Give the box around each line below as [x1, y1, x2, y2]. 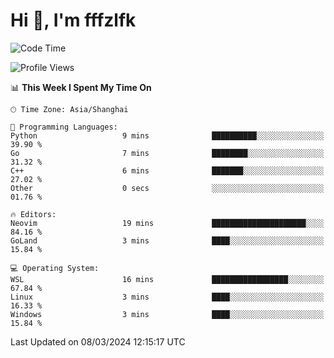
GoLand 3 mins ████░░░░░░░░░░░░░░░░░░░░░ [10, 235, 325, 246]
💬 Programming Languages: [10, 122, 118, 132]
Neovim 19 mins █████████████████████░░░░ [10, 218, 325, 228]
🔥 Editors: [10, 209, 57, 219]
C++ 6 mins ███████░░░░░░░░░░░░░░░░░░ [10, 165, 325, 176]
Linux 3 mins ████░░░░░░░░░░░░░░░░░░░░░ [10, 292, 325, 302]
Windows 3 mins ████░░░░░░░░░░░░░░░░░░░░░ [10, 309, 325, 319]
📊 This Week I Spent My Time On [10, 81, 152, 93]
